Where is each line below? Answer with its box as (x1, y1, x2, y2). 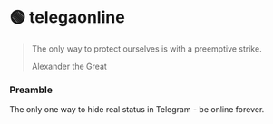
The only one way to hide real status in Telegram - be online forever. (9, 104, 265, 115)
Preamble (9, 83, 53, 96)
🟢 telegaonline (9, 7, 125, 28)
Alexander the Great (31, 61, 107, 72)
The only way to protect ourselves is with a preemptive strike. (31, 43, 262, 54)
